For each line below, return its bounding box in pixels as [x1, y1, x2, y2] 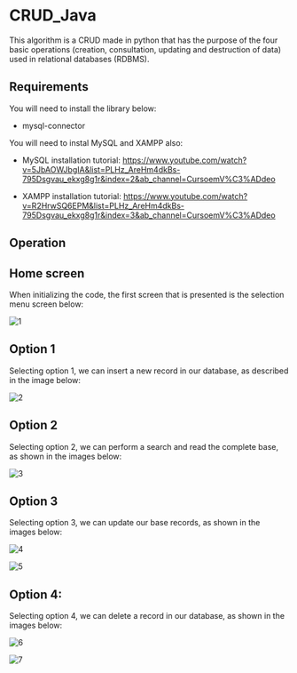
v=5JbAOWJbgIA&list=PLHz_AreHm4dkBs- [21, 164, 181, 174]
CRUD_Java [9, 5, 97, 26]
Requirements [9, 79, 89, 94]
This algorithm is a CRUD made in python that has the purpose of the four [9, 35, 278, 45]
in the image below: [9, 374, 82, 385]
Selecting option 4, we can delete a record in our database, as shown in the [9, 611, 285, 621]
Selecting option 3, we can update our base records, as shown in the [9, 517, 261, 528]
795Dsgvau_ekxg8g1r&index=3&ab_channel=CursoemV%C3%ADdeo [21, 210, 277, 220]
